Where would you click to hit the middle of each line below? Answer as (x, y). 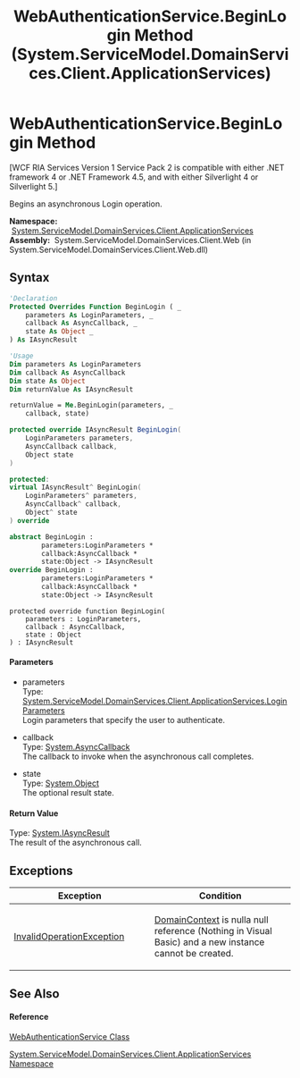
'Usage (21, 356)
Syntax (29, 278)
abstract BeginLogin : (51, 537)
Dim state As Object (48, 381)
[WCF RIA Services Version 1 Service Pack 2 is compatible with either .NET (147, 167)
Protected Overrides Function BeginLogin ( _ (95, 307)
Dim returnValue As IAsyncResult (71, 389)
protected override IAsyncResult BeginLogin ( (95, 430)
